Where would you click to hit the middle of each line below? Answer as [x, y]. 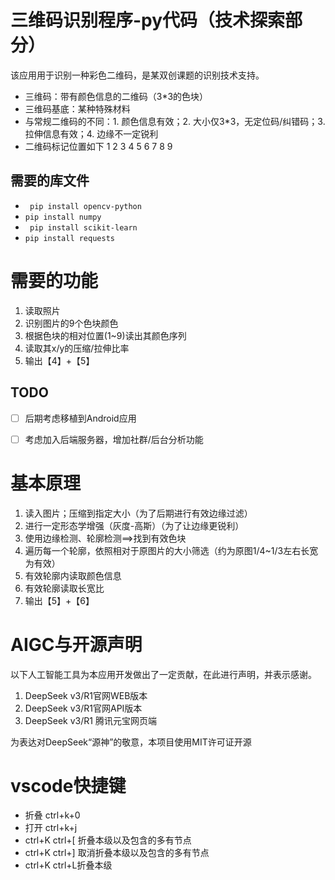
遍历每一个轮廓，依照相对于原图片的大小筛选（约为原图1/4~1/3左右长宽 [171, 550]
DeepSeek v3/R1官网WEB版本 [86, 695]
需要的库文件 [50, 181]
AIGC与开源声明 [76, 644]
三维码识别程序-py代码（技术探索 [148, 20]
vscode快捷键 [68, 785]
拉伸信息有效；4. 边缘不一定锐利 [91, 133]
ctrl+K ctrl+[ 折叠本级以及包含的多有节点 [108, 840]
